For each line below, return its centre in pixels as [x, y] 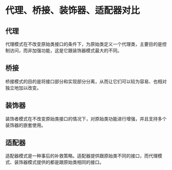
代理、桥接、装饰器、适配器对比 [73, 10]
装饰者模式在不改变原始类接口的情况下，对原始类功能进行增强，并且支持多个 [86, 118]
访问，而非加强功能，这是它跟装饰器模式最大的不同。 [66, 51]
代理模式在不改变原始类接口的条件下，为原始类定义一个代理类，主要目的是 [84, 44]
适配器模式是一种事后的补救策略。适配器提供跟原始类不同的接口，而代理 [81, 156]
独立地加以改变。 [23, 88]
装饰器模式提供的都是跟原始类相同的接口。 [59, 162]
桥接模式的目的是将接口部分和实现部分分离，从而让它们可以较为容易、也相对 [86, 81]
